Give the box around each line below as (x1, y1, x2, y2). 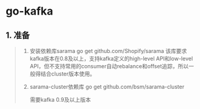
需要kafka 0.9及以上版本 (29, 96, 91, 103)
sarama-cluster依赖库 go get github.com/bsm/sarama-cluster (29, 83, 185, 90)
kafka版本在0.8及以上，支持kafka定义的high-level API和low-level (29, 55, 193, 62)
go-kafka (5, 4, 54, 18)
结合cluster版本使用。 (40, 70, 96, 77)
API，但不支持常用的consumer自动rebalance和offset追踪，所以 (29, 63, 189, 69)
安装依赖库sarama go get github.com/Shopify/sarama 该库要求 (29, 47, 187, 54)
